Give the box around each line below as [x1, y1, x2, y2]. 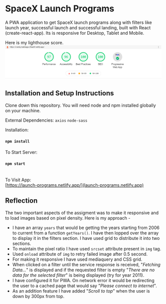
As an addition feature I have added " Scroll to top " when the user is [12, 288, 150, 294]
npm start [5, 161, 26, 166]
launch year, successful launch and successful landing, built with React [5, 24, 151, 30]
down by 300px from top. [12, 293, 64, 299]
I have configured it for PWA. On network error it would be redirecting [12, 277, 155, 283]
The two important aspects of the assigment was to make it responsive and [5, 210, 159, 216]
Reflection [5, 197, 38, 205]
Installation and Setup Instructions [5, 89, 114, 97]
